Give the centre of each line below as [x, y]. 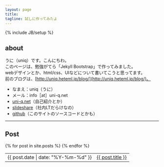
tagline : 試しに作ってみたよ [31, 19]
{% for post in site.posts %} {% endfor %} [47, 146]
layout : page [18, 10]
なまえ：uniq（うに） [34, 89]
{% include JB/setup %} [29, 33]
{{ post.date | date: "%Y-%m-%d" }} [50, 157]
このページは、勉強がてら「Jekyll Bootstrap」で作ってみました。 [70, 67]
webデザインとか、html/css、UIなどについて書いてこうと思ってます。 [75, 73]
